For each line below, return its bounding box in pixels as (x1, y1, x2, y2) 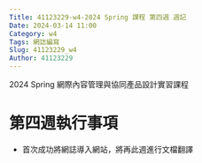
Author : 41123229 (9, 54, 74, 63)
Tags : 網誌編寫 (9, 37, 60, 47)
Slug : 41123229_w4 (9, 46, 77, 55)
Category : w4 (9, 29, 58, 38)
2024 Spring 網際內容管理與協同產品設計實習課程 (9, 79, 189, 89)
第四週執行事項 (9, 114, 119, 133)
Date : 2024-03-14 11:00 (9, 21, 97, 30)
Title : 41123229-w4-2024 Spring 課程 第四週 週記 (9, 12, 187, 22)
